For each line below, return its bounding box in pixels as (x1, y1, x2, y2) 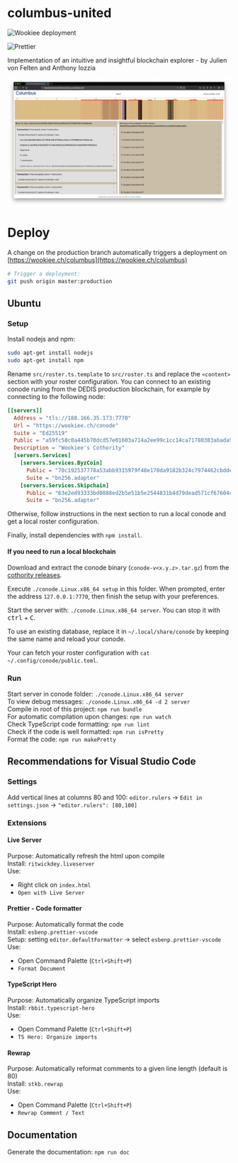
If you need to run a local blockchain (7, 547, 116, 555)
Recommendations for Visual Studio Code (7, 755, 196, 768)
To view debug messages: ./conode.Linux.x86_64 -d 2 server (7, 697, 191, 706)
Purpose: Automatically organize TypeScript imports (7, 996, 160, 1005)
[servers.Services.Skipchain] (20, 481, 110, 489)
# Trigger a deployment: (7, 270, 81, 278)
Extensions (7, 818, 47, 828)
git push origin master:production (7, 278, 113, 285)
